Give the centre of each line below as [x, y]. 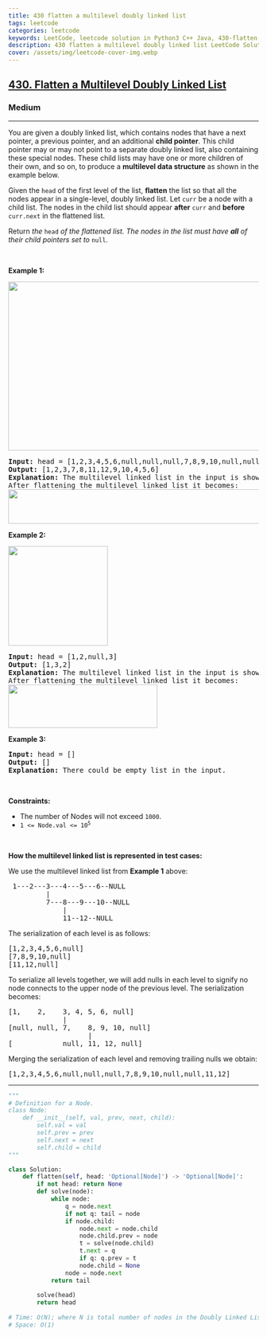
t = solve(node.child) [117, 1244]
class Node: [28, 1111]
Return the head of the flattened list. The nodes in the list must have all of [128, 231]
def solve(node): [65, 1192]
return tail [70, 1280]
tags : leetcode [33, 23]
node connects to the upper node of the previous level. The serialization [126, 988]
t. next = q [97, 1251]
